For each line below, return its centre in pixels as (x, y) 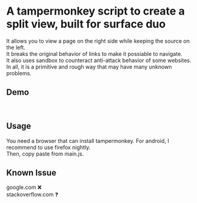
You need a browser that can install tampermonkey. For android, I (88, 140)
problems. (19, 73)
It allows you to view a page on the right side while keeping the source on (98, 41)
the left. (16, 47)
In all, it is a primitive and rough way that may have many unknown (89, 67)
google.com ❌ (24, 187)
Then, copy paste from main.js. (45, 154)
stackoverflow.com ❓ (32, 194)
